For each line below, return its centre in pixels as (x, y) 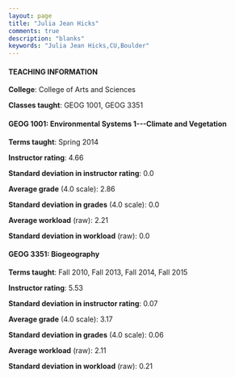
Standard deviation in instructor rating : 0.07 (83, 303)
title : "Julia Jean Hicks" (54, 23)
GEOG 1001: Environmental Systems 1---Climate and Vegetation (118, 124)
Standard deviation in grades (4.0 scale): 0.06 (86, 334)
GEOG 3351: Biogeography (54, 254)
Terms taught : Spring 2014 (54, 141)
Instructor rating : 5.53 (46, 288)
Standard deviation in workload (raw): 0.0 (79, 236)
